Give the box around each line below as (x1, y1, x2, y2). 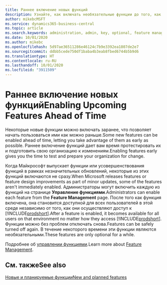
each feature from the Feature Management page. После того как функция (5, 194, 162, 200)
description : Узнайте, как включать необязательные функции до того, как (5, 12, 162, 17)
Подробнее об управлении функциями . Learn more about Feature (5, 241, 142, 247)
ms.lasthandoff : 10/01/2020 (5, 63, 64, 68)
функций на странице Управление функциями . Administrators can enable (5, 189, 160, 195)
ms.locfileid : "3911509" (5, 68, 57, 73)
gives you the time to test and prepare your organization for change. (5, 153, 145, 159)
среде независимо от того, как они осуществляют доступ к (5, 205, 132, 211)
